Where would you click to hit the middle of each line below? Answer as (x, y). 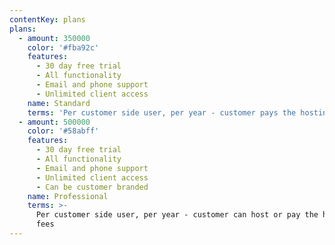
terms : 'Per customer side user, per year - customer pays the (162, 112)
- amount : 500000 (54, 122)
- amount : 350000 (54, 38)
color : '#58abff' (63, 131)
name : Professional (68, 196)
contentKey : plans (47, 19)
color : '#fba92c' (63, 47)
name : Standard (59, 103)
